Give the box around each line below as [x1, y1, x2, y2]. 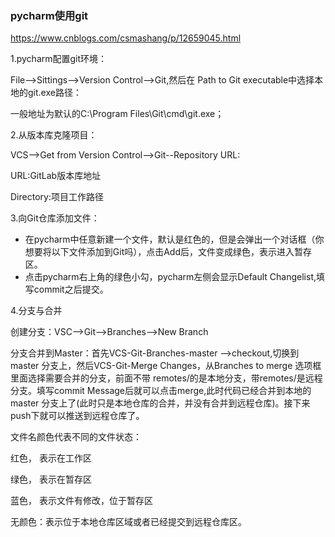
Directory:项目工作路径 [10, 191, 104, 203]
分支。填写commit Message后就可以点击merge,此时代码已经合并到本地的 [10, 385, 312, 397]
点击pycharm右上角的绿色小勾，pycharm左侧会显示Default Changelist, [24, 271, 317, 283]
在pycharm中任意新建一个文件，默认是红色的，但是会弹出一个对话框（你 [24, 233, 325, 246]
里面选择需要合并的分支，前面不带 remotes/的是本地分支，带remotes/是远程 [10, 372, 323, 384]
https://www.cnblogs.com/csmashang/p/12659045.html [10, 32, 242, 44]
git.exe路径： [27, 87, 82, 99]
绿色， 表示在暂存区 [10, 473, 92, 486]
